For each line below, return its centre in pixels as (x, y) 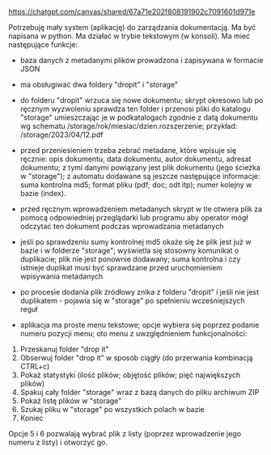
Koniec (32, 418)
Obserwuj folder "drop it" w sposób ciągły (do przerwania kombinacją (136, 358)
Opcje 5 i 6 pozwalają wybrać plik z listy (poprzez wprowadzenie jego (125, 434)
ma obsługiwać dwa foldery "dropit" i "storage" (99, 85)
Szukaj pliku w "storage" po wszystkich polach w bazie (112, 409)
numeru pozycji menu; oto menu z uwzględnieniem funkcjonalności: (133, 334)
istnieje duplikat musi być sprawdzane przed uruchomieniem (121, 268)
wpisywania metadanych (61, 276)
